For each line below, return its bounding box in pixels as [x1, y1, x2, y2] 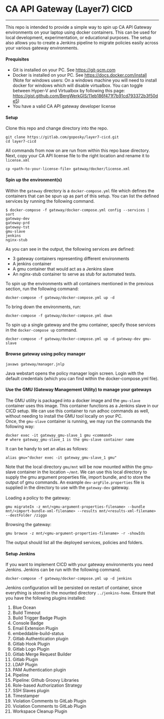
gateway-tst [5, 225, 30, 230]
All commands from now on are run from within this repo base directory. [5, 148, 150, 153]
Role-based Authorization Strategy [12, 682, 82, 688]
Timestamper [12, 693, 39, 699]
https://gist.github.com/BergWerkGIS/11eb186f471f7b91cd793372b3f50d [12, 93, 158, 99]
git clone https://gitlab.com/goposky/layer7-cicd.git [5, 135, 119, 140]
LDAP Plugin [12, 662, 38, 668]
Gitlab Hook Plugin [12, 641, 50, 647]
